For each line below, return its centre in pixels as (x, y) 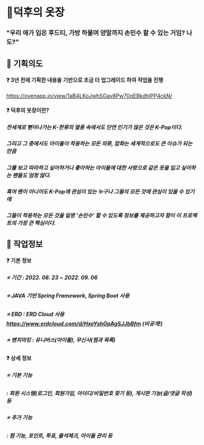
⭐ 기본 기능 (19, 375)
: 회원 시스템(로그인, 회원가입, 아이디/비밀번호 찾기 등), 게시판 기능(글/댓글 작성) (99, 394)
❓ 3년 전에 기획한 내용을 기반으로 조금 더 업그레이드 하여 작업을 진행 (85, 80)
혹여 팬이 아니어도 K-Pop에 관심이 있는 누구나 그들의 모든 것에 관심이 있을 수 (95, 192)
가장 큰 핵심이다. (37, 223)
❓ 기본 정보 (19, 260)
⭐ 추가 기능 (19, 417)
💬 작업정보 (25, 244)
